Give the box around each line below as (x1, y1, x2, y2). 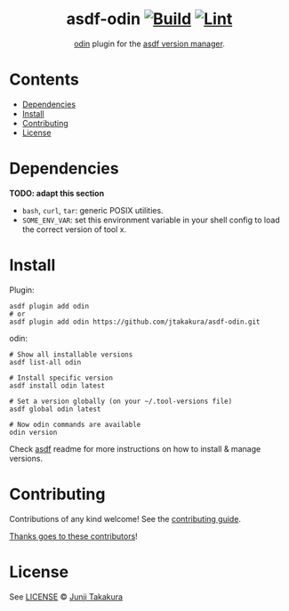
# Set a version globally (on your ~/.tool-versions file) (9, 397, 233, 406)
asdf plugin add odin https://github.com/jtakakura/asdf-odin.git (9, 317, 261, 326)
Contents (9, 69, 80, 90)
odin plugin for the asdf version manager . (74, 38, 225, 49)
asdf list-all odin (9, 358, 82, 366)
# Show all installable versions (9, 350, 133, 359)
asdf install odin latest (9, 381, 105, 390)
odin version (9, 428, 58, 437)
